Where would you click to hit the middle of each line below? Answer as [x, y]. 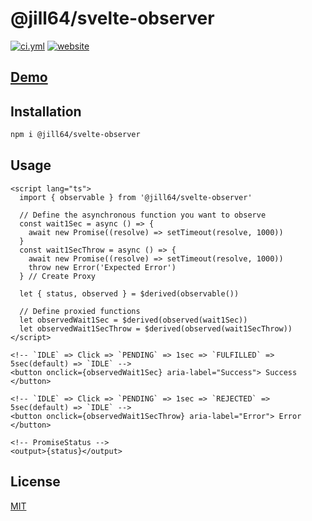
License [35, 482]
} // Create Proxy [58, 276]
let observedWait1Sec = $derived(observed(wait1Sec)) [133, 320]
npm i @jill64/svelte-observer [75, 135]
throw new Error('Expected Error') [102, 267]
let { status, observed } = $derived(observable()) [129, 293]
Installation [46, 111]
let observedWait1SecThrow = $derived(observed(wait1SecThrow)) [156, 328]
